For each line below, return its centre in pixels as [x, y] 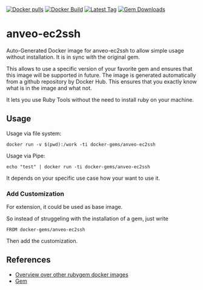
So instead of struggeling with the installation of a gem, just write [87, 219]
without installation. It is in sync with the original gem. [73, 57]
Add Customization [35, 194]
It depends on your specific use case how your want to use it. [83, 178]
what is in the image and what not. [49, 88]
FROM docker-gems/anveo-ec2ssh [46, 230]
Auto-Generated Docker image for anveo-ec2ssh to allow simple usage [95, 50]
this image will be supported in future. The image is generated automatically [101, 75]
